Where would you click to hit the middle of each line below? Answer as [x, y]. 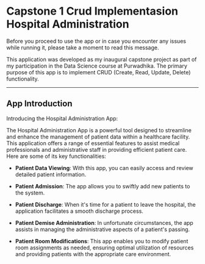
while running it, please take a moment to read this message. [83, 48]
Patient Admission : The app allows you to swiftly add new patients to [103, 186]
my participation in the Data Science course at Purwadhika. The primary [97, 66]
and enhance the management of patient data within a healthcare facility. [98, 137]
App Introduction [39, 104]
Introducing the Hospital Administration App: [62, 118]
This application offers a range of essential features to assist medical [93, 143]
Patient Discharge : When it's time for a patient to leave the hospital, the [106, 204]
